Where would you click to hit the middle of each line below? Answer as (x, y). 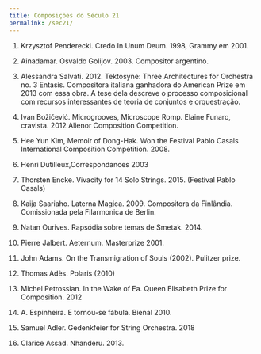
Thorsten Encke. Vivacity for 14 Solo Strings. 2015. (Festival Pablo (128, 180)
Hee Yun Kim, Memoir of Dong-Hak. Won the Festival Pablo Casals (129, 140)
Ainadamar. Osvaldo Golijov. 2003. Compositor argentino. (115, 61)
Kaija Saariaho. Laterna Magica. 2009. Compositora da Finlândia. (127, 204)
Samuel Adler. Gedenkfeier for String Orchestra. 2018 (107, 327)
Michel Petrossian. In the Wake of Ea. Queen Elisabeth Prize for (124, 288)
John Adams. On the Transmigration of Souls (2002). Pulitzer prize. (130, 257)
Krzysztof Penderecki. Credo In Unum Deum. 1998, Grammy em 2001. (134, 45)
